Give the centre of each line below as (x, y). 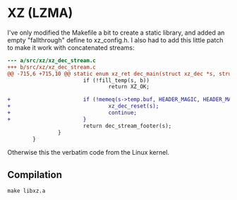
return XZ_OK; (129, 87)
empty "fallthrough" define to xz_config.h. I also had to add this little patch (115, 40)
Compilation (35, 175)
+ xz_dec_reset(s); (83, 106)
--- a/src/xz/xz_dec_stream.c (52, 60)
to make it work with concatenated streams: (71, 47)
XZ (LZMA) (40, 13)
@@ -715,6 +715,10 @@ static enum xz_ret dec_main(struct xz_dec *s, (112, 73)
